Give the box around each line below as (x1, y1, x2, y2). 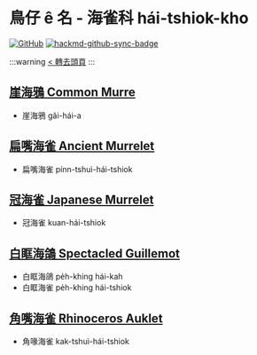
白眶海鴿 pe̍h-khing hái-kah (21, 272, 123, 282)
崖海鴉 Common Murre (9, 85, 136, 100)
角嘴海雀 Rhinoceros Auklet (9, 311, 163, 326)
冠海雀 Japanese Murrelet (9, 192, 154, 207)
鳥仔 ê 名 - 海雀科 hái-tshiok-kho (9, 8, 249, 28)
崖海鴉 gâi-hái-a (21, 110, 82, 121)
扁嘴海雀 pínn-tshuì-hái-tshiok (21, 163, 133, 174)
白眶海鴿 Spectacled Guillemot (9, 246, 180, 261)
